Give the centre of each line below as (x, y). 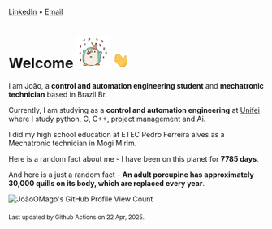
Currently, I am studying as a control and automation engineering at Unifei (134, 110)
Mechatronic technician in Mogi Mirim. (73, 143)
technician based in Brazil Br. (58, 94)
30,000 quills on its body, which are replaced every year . (107, 183)
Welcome (41, 63)
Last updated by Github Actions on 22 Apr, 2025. (76, 217)
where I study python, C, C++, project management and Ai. (107, 119)
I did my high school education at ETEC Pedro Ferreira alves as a (117, 134)
